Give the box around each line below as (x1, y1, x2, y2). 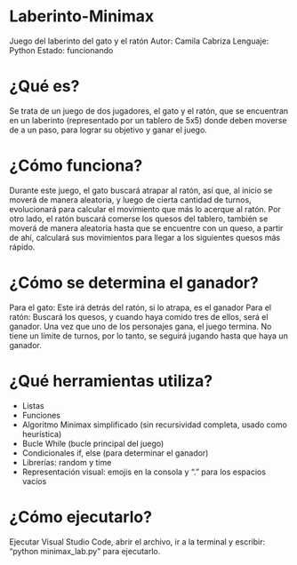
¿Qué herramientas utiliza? (9, 370, 213, 391)
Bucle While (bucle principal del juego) (21, 438, 165, 449)
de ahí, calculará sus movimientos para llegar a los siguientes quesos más (9, 232, 281, 243)
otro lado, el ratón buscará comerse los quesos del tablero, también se (9, 213, 269, 224)
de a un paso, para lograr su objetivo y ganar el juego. (9, 124, 207, 135)
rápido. (9, 242, 36, 252)
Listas (21, 400, 44, 410)
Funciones (21, 410, 60, 420)
